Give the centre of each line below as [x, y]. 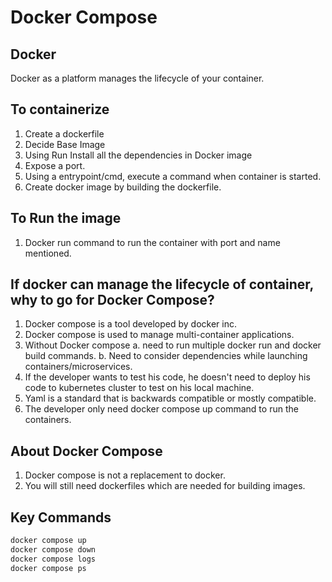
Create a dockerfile [64, 133]
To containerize [60, 109]
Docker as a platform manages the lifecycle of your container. [137, 78]
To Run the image [66, 218]
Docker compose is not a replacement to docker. [125, 475]
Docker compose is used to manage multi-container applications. [159, 335]
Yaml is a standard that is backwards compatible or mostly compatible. [170, 398]
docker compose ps [48, 568]
